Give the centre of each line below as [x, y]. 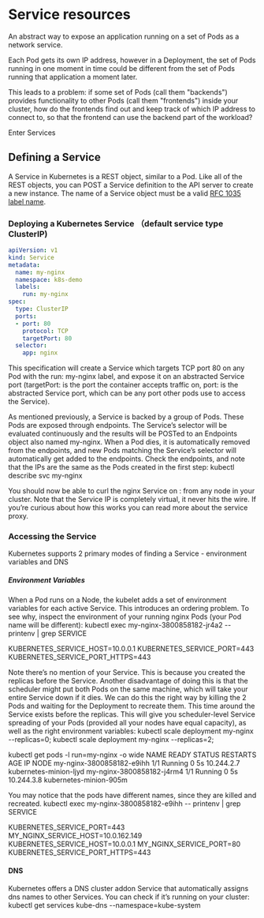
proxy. [19, 516]
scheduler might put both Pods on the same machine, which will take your [128, 689]
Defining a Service [54, 157]
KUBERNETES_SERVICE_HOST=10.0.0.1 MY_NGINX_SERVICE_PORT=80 [125, 844]
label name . [27, 201]
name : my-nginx [40, 272]
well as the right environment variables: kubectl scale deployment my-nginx [131, 731]
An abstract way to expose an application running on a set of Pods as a [124, 36]
